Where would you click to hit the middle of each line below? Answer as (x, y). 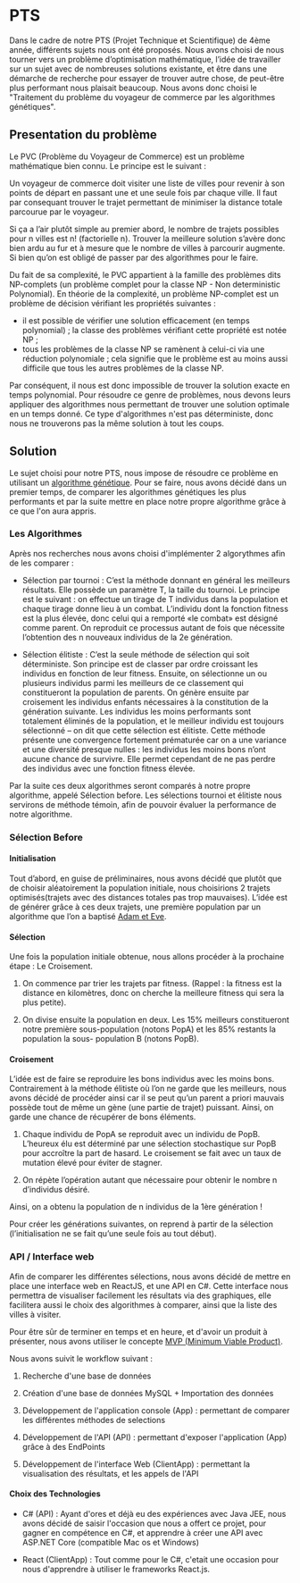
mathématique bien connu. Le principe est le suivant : (108, 165)
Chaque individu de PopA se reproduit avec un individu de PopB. (141, 1135)
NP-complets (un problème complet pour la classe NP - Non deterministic (145, 284)
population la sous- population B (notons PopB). (110, 1039)
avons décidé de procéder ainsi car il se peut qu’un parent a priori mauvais (147, 1098)
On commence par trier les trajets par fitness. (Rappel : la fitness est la (152, 984)
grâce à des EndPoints (63, 1446)
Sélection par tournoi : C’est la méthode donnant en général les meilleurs (156, 580)
